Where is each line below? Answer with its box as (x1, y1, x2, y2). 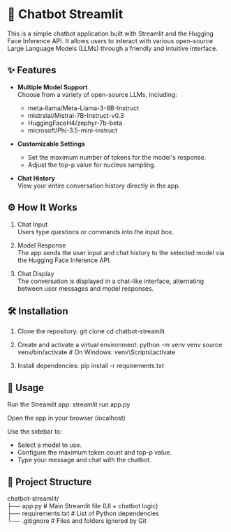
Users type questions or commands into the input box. (17, 227, 174, 236)
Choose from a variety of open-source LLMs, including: (17, 90, 178, 98)
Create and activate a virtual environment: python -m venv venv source (17, 341, 223, 349)
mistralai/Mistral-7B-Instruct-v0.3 (27, 111, 124, 119)
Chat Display (17, 269, 54, 278)
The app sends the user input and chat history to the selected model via (17, 248, 225, 257)
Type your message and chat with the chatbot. (17, 456, 151, 464)
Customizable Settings (17, 139, 86, 148)
